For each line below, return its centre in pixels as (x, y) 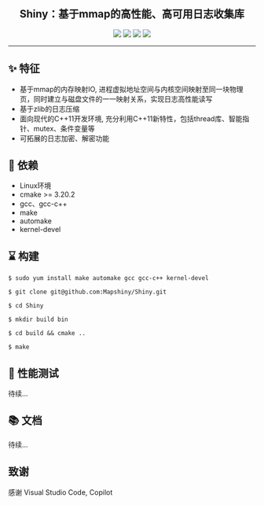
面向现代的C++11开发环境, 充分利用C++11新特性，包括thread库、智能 (131, 118)
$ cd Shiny (26, 306)
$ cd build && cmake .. (47, 334)
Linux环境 (35, 186)
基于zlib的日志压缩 (49, 109)
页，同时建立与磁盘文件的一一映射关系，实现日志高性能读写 (116, 99)
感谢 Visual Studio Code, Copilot (60, 492)
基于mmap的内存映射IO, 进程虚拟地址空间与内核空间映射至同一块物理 (131, 89)
